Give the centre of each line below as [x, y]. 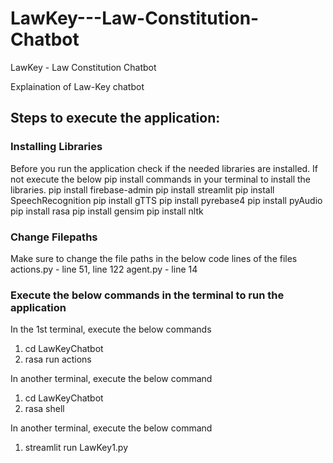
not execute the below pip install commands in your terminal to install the [161, 179]
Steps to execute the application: [115, 118]
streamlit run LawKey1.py [76, 448]
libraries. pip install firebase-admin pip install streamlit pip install [142, 189]
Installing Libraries [56, 147]
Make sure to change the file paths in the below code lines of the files [154, 258]
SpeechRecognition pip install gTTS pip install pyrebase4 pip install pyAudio [166, 200]
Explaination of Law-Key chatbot [77, 86]
